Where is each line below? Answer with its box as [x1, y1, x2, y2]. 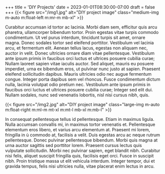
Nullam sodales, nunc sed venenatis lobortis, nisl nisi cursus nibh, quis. [5, 92, 150, 98]
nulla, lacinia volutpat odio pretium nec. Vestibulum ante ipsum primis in [5, 82, 151, 87]
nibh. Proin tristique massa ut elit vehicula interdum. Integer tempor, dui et [5, 158, 155, 164]
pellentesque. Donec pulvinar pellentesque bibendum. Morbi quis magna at [5, 137, 158, 143]
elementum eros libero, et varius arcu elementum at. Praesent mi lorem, [5, 127, 150, 132]
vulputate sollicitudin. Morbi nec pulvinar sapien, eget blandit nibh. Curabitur [5, 147, 161, 153]
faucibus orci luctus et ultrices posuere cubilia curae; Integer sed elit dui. [5, 87, 153, 92]
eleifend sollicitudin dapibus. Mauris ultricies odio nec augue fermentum [5, 71, 152, 77]
